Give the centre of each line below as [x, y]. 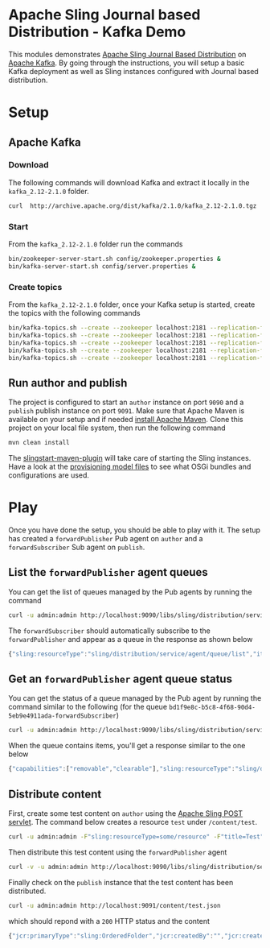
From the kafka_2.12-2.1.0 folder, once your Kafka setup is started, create [132, 304]
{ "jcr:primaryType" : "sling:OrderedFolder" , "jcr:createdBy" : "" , [117, 936]
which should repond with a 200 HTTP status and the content [109, 921]
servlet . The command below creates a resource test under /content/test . [133, 822]
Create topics [35, 287]
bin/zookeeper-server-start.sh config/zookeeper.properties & [115, 259]
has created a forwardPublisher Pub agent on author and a [106, 539]
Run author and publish [68, 383]
